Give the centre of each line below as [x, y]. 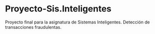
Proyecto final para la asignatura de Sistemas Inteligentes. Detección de [77, 22]
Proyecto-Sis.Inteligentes [58, 9]
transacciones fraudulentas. [33, 27]
